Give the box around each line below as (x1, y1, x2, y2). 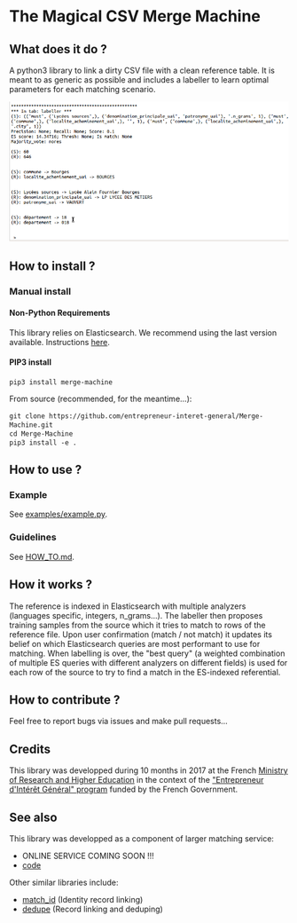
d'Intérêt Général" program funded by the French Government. (9, 784, 238, 795)
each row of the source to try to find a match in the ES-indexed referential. (9, 667, 281, 677)
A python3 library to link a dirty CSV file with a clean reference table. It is (9, 65, 275, 75)
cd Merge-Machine (9, 429, 74, 438)
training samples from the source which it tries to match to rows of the (9, 619, 266, 630)
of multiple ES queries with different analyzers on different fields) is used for (9, 657, 288, 667)
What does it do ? (9, 42, 108, 57)
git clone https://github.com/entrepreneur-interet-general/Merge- (9, 411, 264, 421)
